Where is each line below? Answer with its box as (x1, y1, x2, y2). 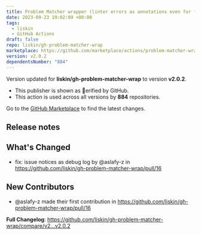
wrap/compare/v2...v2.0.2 (6, 222, 71, 229)
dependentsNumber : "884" (6, 59, 68, 65)
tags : (6, 20, 20, 26)
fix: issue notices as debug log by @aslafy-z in (14, 158, 130, 165)
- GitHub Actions (11, 31, 55, 37)
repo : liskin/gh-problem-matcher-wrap (6, 42, 103, 48)
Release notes (6, 122, 60, 132)
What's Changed (6, 142, 71, 152)
